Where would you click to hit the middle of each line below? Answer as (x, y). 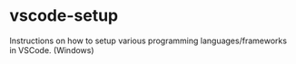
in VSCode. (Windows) (52, 50)
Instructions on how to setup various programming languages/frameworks (148, 41)
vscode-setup (64, 16)
